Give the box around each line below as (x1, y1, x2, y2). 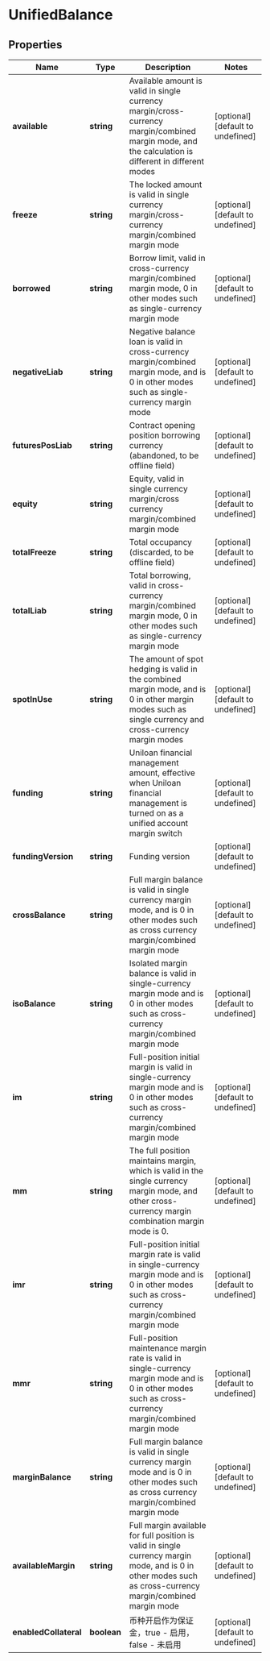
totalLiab (12, 605, 47, 616)
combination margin (129, 1215, 205, 1227)
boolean (89, 1626, 122, 1638)
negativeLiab (12, 367, 63, 377)
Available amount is (129, 75, 202, 86)
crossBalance (12, 909, 66, 920)
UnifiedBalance (8, 6, 114, 24)
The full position (129, 1145, 190, 1156)
